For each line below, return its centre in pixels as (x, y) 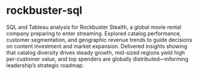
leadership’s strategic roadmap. (45, 65)
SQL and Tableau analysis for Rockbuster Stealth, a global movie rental (94, 27)
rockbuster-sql (44, 10)
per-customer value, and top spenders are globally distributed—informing (97, 59)
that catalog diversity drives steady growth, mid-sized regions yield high (96, 52)
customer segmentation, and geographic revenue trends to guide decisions (99, 40)
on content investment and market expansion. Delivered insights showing (97, 46)
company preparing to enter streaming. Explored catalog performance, (94, 33)
